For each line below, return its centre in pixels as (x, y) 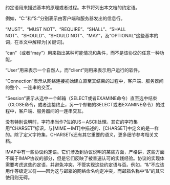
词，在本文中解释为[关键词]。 (36, 42)
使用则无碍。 (19, 177)
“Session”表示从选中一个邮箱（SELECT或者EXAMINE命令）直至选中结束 (81, 98)
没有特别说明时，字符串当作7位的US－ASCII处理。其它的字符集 (72, 122)
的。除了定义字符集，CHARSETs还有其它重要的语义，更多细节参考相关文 (82, 135)
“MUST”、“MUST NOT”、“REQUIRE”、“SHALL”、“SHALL (66, 29)
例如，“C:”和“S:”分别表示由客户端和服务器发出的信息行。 (65, 18)
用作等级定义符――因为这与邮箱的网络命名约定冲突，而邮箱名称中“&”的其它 (85, 171)
